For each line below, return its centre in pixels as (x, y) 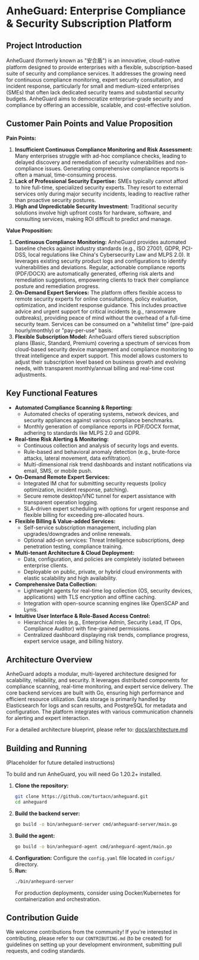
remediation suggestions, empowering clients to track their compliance (102, 280)
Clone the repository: (42, 786)
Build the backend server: (47, 813)
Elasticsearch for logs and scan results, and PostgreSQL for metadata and (97, 706)
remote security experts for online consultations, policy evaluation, (96, 299)
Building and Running (47, 748)
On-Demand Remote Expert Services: (62, 477)
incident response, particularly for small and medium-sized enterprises (93, 86)
